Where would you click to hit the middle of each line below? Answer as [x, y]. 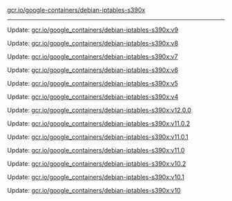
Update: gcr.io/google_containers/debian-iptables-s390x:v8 [93, 43]
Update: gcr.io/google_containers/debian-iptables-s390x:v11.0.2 [99, 123]
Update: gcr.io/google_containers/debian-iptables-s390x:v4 [93, 97]
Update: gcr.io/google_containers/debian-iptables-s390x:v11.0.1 [98, 137]
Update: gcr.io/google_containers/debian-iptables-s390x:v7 [93, 57]
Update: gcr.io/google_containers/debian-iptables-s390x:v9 [93, 30]
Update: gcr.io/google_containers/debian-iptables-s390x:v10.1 [96, 177]
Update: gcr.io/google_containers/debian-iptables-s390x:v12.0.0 [99, 110]
